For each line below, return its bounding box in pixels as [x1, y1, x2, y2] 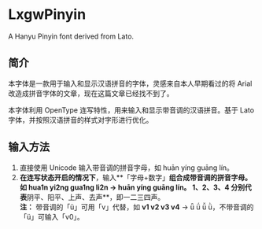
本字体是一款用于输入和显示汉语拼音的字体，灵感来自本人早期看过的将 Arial [8, 79, 253, 88]
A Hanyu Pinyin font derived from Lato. [8, 31, 135, 41]
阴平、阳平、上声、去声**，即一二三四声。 [26, 192, 165, 201]
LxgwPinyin [8, 6, 87, 24]
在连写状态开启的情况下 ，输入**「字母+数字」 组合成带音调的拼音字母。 [19, 172, 253, 182]
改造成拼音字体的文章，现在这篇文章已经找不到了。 [8, 88, 174, 98]
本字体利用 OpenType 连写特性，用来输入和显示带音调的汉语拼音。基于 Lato [8, 105, 254, 115]
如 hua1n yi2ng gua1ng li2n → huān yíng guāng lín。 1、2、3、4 [19, 183, 230, 192]
